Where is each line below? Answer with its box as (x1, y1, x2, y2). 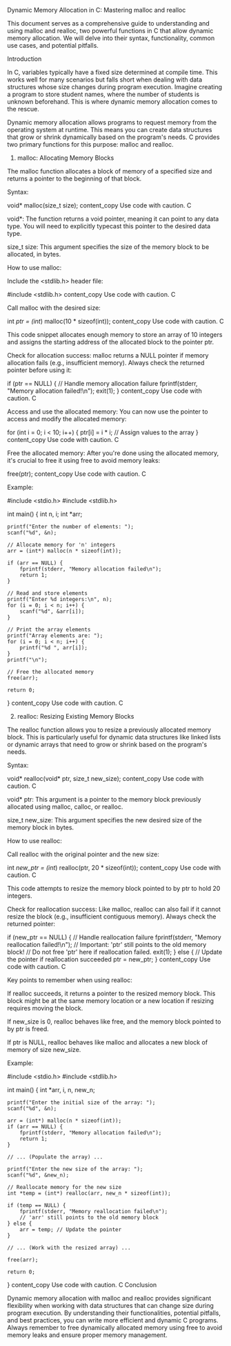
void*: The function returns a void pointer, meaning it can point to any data (7, 214, 219, 223)
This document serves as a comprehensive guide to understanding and (7, 19, 210, 27)
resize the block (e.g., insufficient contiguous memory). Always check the (7, 912, 217, 921)
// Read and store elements (7, 590, 88, 597)
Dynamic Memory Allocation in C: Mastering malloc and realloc (7, 6, 186, 14)
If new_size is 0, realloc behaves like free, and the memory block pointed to (7, 1017, 221, 1026)
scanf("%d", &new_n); (7, 1172, 70, 1179)
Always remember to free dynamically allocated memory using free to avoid (7, 1324, 223, 1331)
